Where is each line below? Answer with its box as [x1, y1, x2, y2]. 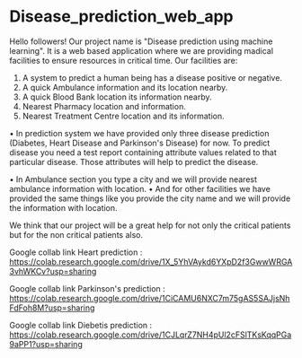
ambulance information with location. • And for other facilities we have [9, 183, 271, 194]
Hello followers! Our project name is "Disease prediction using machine [9, 36, 273, 47]
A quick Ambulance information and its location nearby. [22, 82, 228, 92]
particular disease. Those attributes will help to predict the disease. [9, 156, 259, 167]
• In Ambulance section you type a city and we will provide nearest [9, 173, 258, 185]
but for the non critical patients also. [9, 229, 144, 240]
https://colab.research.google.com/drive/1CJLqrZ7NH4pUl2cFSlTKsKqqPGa [9, 329, 292, 340]
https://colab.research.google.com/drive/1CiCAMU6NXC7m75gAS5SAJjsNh [9, 293, 290, 303]
